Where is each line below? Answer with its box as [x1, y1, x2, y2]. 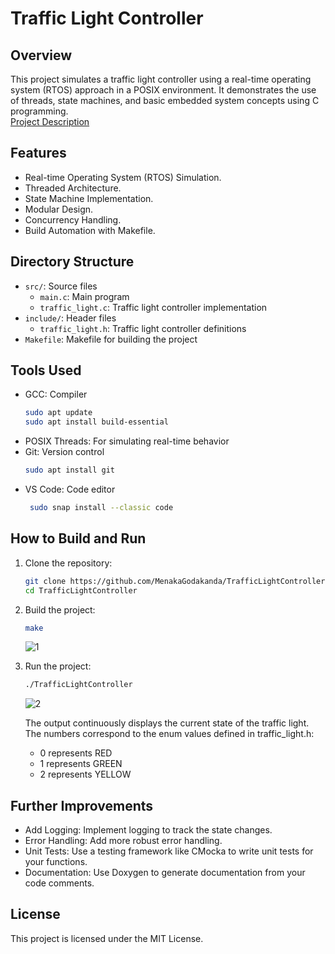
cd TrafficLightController [24, 585, 138, 596]
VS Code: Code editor [24, 483, 116, 496]
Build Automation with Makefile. [24, 224, 156, 236]
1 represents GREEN [39, 758, 123, 770]
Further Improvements [10, 797, 154, 814]
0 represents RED [39, 747, 113, 759]
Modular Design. [24, 203, 94, 215]
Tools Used [10, 362, 82, 379]
